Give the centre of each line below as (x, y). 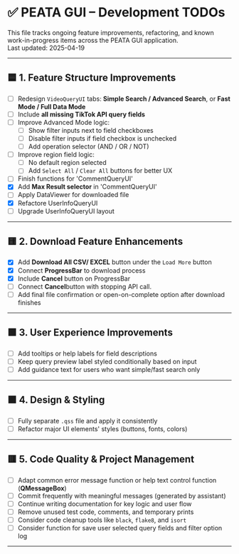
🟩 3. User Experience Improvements (90, 333)
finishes (29, 302)
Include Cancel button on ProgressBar (74, 278)
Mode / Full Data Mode (52, 106)
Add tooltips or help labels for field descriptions (87, 353)
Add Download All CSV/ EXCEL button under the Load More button (115, 262)
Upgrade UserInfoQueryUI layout (66, 211)
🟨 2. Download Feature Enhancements (95, 242)
